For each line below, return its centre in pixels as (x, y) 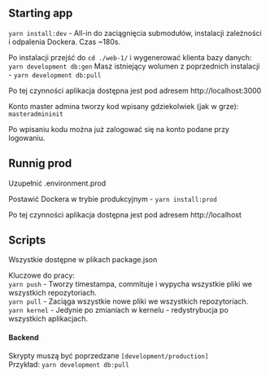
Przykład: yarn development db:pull (69, 364)
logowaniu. (27, 138)
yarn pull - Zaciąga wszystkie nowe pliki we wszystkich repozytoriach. (128, 301)
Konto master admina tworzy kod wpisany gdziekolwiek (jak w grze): (124, 106)
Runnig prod (40, 163)
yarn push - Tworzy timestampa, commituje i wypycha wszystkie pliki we (131, 284)
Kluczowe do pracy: (42, 275)
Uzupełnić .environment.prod (57, 183)
